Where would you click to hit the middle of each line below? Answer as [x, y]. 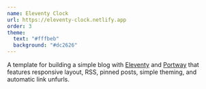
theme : [16, 33]
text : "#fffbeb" [36, 39]
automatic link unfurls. [38, 79]
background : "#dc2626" [45, 45]
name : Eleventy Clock [38, 13]
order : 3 [19, 26]
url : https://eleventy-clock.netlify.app [67, 20]
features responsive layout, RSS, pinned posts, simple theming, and [102, 72]
